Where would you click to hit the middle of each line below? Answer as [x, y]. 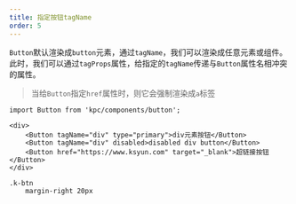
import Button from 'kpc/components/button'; [95, 110]
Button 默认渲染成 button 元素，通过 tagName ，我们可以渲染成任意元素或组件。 [148, 52]
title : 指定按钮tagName [50, 17]
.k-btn [21, 183]
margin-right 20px [59, 191]
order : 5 [25, 26]
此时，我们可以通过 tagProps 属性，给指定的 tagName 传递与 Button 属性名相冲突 [148, 63]
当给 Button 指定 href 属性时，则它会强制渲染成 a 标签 [123, 93]
